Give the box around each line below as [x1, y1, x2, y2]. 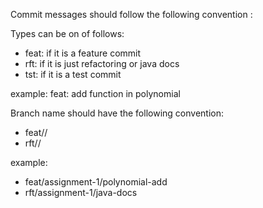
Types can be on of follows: [10, 28, 125, 39]
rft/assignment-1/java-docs [24, 187, 138, 198]
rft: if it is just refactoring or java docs [24, 58, 180, 69]
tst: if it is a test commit [24, 69, 122, 80]
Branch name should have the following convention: [10, 107, 224, 119]
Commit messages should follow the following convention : [10, 9, 253, 20]
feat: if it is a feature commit [24, 47, 142, 59]
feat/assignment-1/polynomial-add [24, 176, 168, 188]
